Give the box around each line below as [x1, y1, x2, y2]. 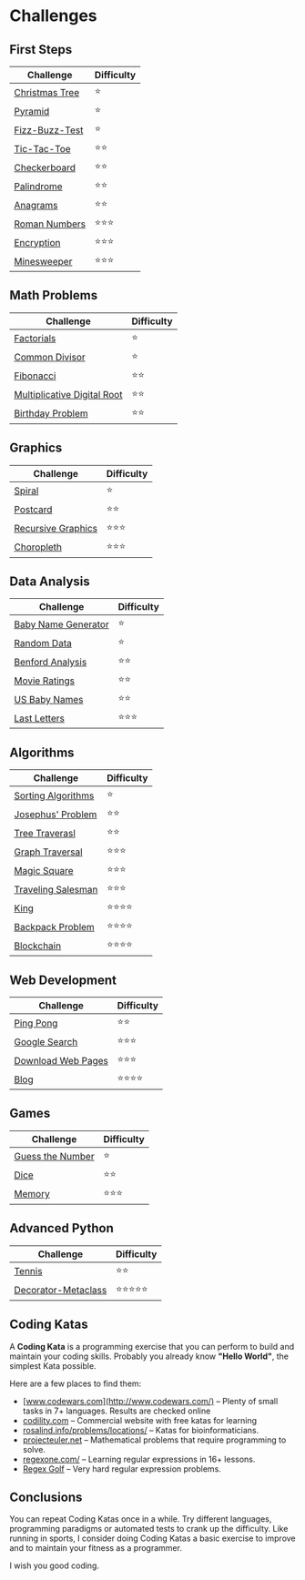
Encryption [14, 236, 61, 248]
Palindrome [14, 179, 63, 192]
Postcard [14, 503, 53, 516]
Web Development [9, 972, 117, 987]
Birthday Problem [14, 407, 88, 420]
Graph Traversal [14, 846, 84, 858]
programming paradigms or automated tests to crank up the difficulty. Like [9, 1524, 289, 1534]
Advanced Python [9, 1220, 114, 1236]
